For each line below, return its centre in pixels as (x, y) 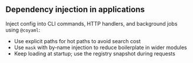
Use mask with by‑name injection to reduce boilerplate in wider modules (100, 47)
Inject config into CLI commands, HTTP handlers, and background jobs (91, 23)
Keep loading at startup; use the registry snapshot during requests (95, 53)
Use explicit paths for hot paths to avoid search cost (77, 41)
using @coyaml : (23, 30)
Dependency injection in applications (75, 10)
